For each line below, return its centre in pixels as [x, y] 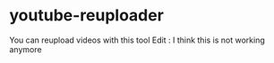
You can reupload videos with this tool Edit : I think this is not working [137, 40]
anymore [26, 49]
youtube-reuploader [86, 16]
